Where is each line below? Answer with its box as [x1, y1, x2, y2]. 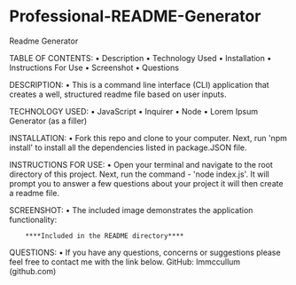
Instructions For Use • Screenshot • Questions [9, 62, 180, 73]
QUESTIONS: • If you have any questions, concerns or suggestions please [9, 247, 281, 257]
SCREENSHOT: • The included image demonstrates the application [9, 204, 253, 215]
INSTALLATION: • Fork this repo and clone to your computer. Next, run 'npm [9, 132, 288, 143]
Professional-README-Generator [9, 6, 261, 27]
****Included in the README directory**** [25, 231, 184, 241]
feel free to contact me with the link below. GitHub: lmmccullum [9, 256, 241, 267]
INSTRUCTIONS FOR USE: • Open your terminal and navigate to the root [9, 159, 273, 170]
